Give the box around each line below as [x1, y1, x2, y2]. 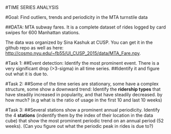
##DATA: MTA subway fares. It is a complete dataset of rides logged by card [5, 24, 166, 30]
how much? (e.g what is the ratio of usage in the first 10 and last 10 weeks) [5, 97, 162, 103]
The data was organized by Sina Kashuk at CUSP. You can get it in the [5, 39, 153, 45]
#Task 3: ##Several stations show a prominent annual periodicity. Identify [5, 107, 160, 113]
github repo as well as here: [5, 45, 64, 50]
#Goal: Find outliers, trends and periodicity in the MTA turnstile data [5, 14, 148, 20]
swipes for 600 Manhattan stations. [5, 30, 80, 35]
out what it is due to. [5, 71, 48, 77]
